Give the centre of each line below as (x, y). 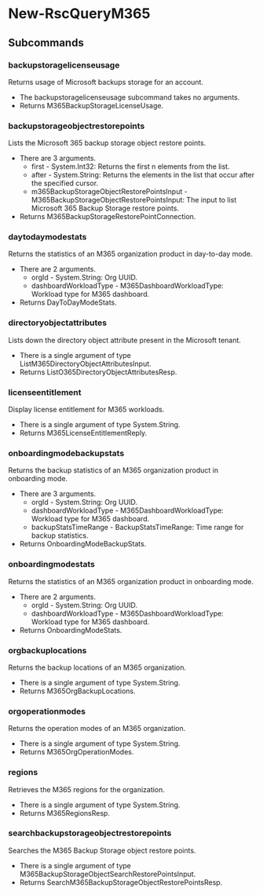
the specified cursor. (65, 183)
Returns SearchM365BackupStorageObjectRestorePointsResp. (121, 882)
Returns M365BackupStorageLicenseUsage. (91, 105)
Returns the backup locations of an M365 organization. (97, 667)
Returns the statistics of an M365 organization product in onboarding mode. (131, 581)
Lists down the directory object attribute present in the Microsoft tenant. (125, 340)
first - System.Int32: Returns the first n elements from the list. (130, 166)
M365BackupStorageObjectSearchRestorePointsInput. (108, 874)
